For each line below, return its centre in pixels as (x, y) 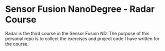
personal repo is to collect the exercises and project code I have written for (82, 39)
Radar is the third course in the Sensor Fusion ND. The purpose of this (77, 33)
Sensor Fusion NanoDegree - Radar (80, 9)
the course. (17, 44)
